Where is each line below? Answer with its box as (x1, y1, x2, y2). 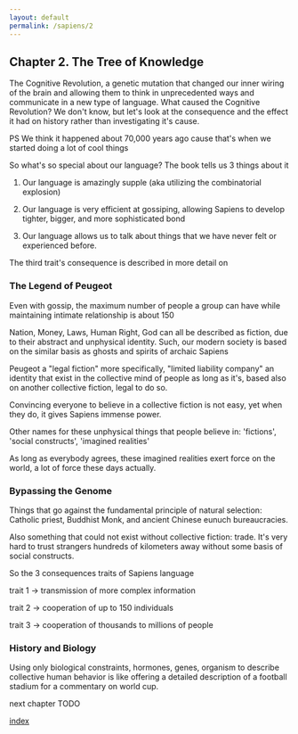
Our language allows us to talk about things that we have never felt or (21, 231, 278, 242)
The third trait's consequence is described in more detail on (9, 258, 229, 268)
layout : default (9, 12, 69, 22)
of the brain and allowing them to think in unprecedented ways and (9, 87, 255, 98)
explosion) (21, 186, 61, 197)
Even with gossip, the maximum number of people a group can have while (9, 300, 281, 310)
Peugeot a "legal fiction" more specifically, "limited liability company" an (9, 363, 275, 374)
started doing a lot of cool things (9, 143, 129, 153)
